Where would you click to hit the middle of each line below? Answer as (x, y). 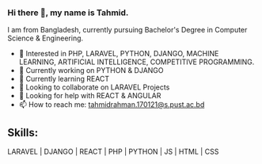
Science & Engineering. (46, 38)
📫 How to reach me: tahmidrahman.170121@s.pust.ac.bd (112, 105)
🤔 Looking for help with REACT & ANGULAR (90, 96)
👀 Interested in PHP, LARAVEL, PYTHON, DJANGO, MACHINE (119, 54)
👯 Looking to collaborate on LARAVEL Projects (94, 87)
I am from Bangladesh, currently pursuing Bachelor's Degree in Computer (127, 30)
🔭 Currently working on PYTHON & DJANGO (91, 71)
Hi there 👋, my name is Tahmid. (68, 13)
